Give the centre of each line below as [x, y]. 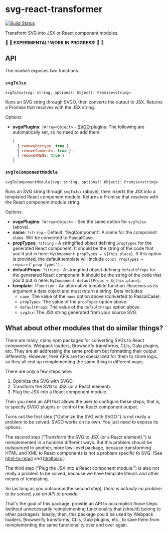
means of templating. [27, 479]
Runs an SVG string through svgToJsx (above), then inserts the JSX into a [80, 191]
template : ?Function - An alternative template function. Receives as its [85, 285]
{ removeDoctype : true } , [44, 146]
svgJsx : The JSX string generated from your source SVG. [79, 312]
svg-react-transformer [54, 9]
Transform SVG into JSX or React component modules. [62, 33]
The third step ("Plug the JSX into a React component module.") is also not [82, 468]
